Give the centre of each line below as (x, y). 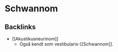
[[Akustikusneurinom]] (35, 39)
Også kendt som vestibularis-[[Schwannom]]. (66, 44)
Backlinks (20, 27)
